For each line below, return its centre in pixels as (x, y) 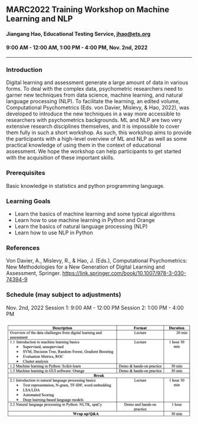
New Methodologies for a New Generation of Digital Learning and (85, 267)
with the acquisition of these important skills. (60, 158)
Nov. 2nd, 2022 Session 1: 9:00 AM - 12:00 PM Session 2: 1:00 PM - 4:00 (95, 307)
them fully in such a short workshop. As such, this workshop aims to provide (99, 132)
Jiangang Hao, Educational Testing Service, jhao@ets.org (78, 34)
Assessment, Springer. (34, 273)
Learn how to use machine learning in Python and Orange (85, 220)
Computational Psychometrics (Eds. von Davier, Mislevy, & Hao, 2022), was (98, 108)
